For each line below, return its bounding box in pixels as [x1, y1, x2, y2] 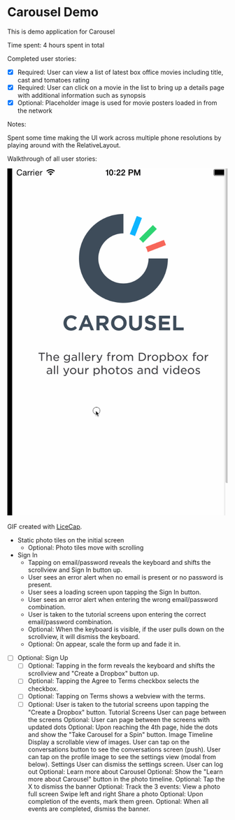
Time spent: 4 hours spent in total [7, 41, 105, 49]
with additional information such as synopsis [17, 92, 146, 100]
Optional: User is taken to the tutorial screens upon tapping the [27, 700, 209, 708]
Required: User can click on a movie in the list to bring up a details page [17, 83, 225, 92]
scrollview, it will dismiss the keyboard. [27, 633, 140, 641]
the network [17, 106, 52, 115]
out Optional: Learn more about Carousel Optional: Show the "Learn [27, 767, 224, 776]
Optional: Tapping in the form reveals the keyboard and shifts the [27, 661, 215, 670]
